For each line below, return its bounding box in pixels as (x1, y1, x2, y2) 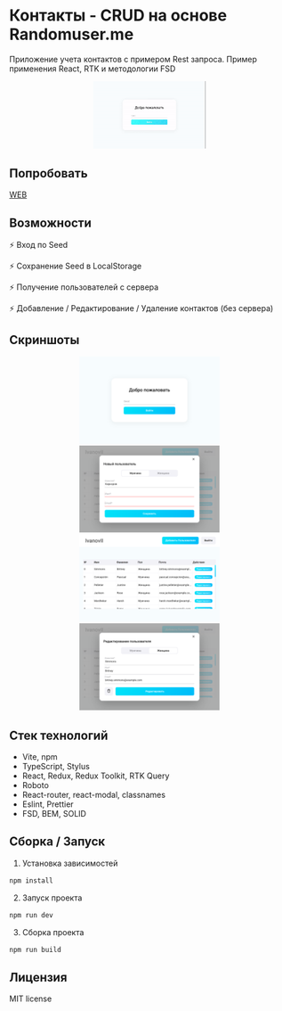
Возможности (9, 215, 92, 230)
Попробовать (9, 166, 88, 181)
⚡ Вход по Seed (9, 240, 68, 251)
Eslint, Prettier (21, 799, 74, 810)
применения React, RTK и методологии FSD (9, 63, 176, 74)
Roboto (21, 779, 49, 790)
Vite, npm (21, 751, 58, 762)
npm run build (9, 945, 62, 954)
